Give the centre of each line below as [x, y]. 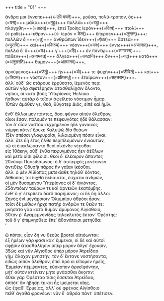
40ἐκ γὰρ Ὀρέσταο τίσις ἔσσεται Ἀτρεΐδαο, [50, 277]
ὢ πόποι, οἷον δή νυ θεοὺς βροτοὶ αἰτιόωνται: [52, 235]
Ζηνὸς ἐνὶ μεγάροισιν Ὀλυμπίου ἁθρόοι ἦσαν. [53, 199]
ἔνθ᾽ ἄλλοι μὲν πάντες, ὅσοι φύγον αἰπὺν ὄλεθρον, [58, 114]
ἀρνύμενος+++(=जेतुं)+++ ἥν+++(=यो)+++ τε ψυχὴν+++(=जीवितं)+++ [74, 72]
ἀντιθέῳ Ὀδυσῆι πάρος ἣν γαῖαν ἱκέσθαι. [48, 167]
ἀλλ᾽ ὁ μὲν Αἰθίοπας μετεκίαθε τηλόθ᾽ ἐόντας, [53, 172]
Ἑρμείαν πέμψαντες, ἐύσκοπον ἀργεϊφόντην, [52, 267]
